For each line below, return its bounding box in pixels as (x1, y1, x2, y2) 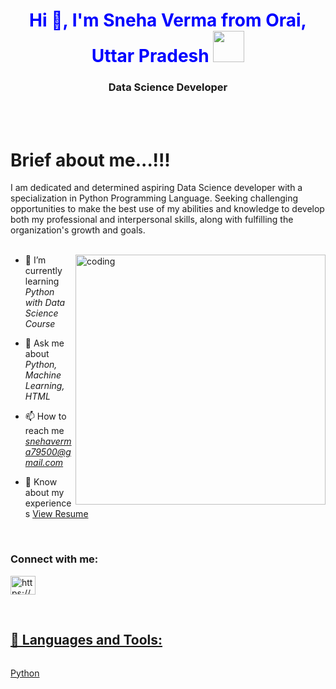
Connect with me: (10, 552, 99, 566)
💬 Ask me (24, 337, 65, 349)
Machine (24, 369, 62, 381)
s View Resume (24, 508, 89, 520)
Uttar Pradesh (91, 45, 210, 68)
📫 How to (24, 410, 67, 423)
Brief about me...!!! (10, 149, 171, 171)
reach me (24, 425, 65, 437)
